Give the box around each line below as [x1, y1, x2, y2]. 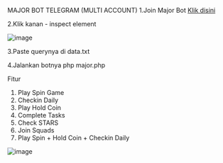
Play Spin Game [17, 89, 65, 96]
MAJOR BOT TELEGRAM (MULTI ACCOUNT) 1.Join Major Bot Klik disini [7, 6, 216, 14]
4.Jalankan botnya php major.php [7, 61, 106, 69]
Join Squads [17, 126, 55, 134]
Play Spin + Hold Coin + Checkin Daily [17, 134, 130, 142]
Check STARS [17, 118, 59, 127]
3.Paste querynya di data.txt [7, 47, 90, 55]
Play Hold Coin [17, 103, 62, 112]
